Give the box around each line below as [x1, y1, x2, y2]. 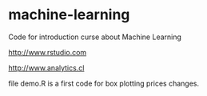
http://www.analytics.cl [8, 62, 85, 73]
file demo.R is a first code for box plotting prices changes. [8, 78, 200, 88]
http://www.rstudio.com [8, 47, 87, 57]
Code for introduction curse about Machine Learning [8, 32, 182, 42]
